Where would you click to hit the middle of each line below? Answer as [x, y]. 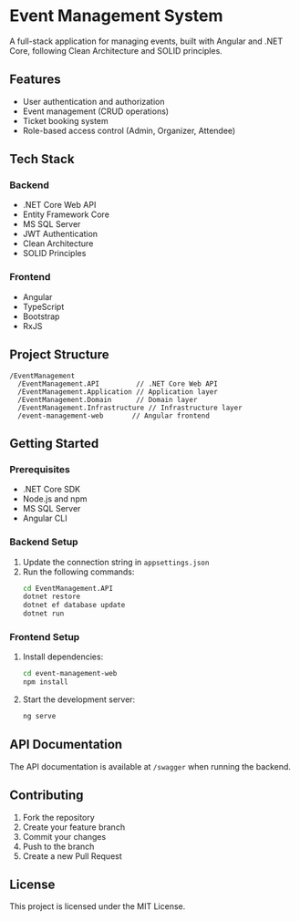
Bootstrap [41, 316]
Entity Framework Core [66, 214]
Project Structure [59, 355]
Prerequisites [40, 469]
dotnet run [43, 614]
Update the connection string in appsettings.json [116, 562]
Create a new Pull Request [72, 856]
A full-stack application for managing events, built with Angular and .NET [146, 41]
